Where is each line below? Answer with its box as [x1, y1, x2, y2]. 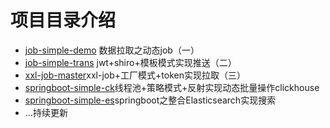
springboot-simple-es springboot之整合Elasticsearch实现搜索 [24, 94, 277, 106]
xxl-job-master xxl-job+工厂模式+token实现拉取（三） [24, 69, 246, 81]
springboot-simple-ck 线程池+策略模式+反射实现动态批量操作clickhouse [24, 81, 320, 93]
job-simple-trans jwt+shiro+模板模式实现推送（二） [24, 56, 237, 68]
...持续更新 [24, 106, 68, 118]
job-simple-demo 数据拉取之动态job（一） [24, 44, 200, 56]
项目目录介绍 [10, 9, 117, 32]
